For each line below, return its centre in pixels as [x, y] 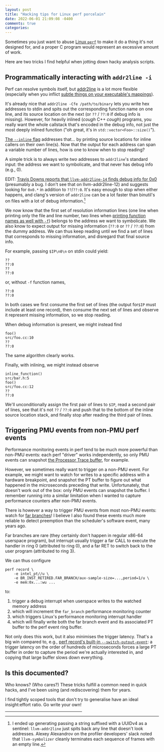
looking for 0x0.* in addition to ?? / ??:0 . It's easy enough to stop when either [82, 189]
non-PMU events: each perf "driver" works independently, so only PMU [77, 455]
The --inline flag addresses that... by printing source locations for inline [78, 139]
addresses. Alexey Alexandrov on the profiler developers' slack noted [82, 734]
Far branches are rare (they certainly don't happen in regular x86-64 [74, 536]
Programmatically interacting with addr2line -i [79, 77]
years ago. [16, 526]
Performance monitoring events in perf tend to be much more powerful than [81, 450]
